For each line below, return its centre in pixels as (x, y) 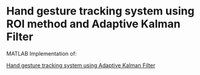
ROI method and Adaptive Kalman (94, 24)
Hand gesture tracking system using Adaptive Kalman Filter (81, 65)
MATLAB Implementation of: (42, 53)
